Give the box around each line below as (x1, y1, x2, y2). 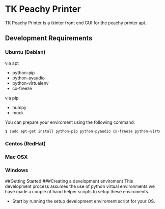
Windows (5, 167, 28, 174)
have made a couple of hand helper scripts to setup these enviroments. (5, 188, 150, 194)
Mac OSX (5, 154, 28, 161)
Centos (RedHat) (5, 140, 46, 147)
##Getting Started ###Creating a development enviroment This (5, 178, 134, 184)
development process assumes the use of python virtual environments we (5, 183, 155, 189)
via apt (5, 60, 19, 66)
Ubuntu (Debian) (5, 49, 46, 56)
